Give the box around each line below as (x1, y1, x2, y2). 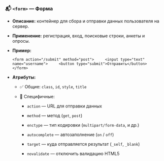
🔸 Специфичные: (19, 94, 55, 100)
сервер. (12, 24, 30, 29)
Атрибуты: (12, 74, 36, 80)
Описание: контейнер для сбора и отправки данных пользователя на (12, 18, 160, 24)
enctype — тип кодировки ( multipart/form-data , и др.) (27, 122, 139, 128)
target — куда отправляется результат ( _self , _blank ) (27, 141, 140, 147)
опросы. (12, 38, 30, 44)
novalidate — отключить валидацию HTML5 (27, 151, 120, 157)
